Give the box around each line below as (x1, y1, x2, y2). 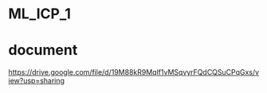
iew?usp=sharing (8, 76, 65, 86)
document (8, 41, 78, 60)
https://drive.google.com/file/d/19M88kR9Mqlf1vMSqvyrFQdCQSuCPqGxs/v (8, 68, 260, 77)
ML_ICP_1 (8, 5, 72, 23)
